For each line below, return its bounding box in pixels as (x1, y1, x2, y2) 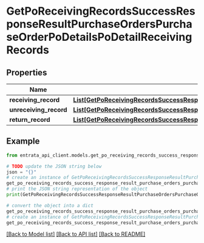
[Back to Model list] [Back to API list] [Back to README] (6, 230, 146, 238)
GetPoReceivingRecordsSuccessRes (6, 4, 195, 18)
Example (6, 136, 40, 147)
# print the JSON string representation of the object (6, 186, 148, 192)
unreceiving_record (9, 105, 68, 114)
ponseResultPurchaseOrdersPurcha (6, 17, 192, 31)
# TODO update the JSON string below (6, 163, 102, 169)
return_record (9, 116, 50, 124)
